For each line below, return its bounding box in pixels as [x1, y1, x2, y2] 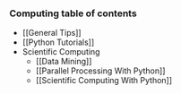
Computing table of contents [9, 7, 137, 20]
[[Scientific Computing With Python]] [35, 75, 173, 86]
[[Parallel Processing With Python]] [35, 65, 166, 76]
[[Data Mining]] [35, 56, 92, 67]
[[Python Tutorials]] [22, 37, 95, 47]
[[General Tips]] [22, 28, 82, 38]
